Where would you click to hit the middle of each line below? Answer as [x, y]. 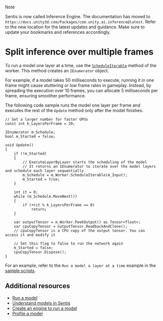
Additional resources [38, 286]
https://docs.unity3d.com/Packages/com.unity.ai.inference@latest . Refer [81, 22]
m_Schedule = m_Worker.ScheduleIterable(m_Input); [75, 175]
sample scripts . [20, 271]
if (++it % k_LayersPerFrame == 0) [59, 205]
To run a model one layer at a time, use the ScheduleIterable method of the [81, 65]
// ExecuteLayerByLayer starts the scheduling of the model [85, 162]
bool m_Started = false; [30, 137]
